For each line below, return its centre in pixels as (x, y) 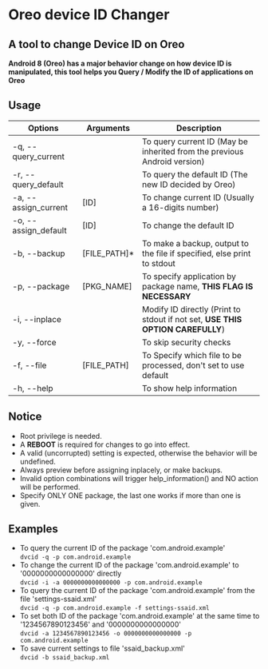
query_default (38, 184)
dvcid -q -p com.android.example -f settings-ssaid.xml (114, 608)
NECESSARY (167, 296)
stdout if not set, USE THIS (192, 319)
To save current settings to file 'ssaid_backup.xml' (102, 648)
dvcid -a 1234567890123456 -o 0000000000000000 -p (106, 634)
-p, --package (41, 286)
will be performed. (50, 487)
